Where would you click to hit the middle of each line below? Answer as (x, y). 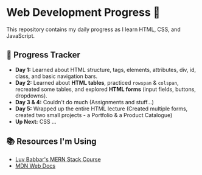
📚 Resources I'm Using (51, 142)
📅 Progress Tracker (44, 55)
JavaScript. (21, 35)
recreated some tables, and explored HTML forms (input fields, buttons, (106, 89)
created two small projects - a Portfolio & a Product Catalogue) (94, 115)
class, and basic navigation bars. (56, 76)
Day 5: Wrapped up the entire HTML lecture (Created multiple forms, (101, 109)
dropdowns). (31, 95)
